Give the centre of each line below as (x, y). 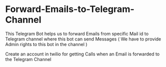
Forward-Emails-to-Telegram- (70, 9)
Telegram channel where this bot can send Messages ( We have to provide (83, 39)
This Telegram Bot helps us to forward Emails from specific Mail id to (77, 33)
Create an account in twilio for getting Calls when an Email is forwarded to (82, 54)
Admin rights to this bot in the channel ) (46, 44)
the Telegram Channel (28, 59)
